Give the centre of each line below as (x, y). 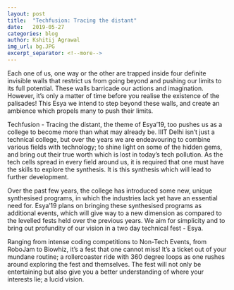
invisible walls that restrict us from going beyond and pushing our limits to (115, 80)
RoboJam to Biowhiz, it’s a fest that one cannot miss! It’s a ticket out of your (117, 249)
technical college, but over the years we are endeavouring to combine (109, 139)
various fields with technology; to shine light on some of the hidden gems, (115, 147)
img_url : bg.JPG (31, 47)
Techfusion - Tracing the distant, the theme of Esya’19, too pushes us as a (115, 124)
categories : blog (33, 34)
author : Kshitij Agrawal (44, 40)
